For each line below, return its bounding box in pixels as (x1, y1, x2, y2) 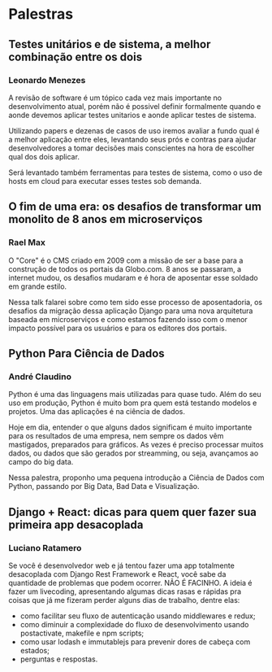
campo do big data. (8, 457, 74, 467)
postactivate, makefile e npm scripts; (19, 628, 145, 638)
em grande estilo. (8, 281, 67, 291)
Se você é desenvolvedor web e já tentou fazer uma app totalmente (8, 561, 235, 570)
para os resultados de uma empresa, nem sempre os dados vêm (8, 431, 224, 441)
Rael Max (8, 237, 46, 248)
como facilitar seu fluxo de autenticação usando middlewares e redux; (19, 611, 256, 621)
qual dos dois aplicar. (8, 151, 80, 161)
